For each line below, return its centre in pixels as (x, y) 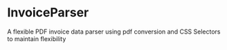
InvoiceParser (48, 13)
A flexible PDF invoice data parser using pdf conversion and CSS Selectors (114, 32)
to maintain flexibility (37, 38)
